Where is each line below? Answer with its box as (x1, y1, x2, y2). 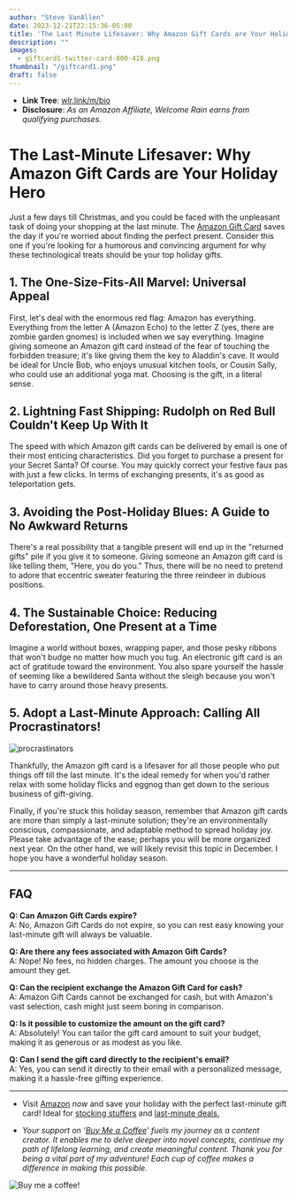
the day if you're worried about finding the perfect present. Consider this (9, 230, 274, 241)
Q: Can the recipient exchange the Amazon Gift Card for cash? (9, 982, 243, 993)
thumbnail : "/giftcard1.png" (9, 63, 117, 72)
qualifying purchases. (21, 113, 102, 124)
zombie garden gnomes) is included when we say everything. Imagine (9, 331, 264, 342)
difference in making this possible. (21, 1162, 148, 1173)
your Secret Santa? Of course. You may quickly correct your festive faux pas (9, 460, 288, 470)
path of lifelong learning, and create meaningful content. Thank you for (21, 1143, 283, 1154)
